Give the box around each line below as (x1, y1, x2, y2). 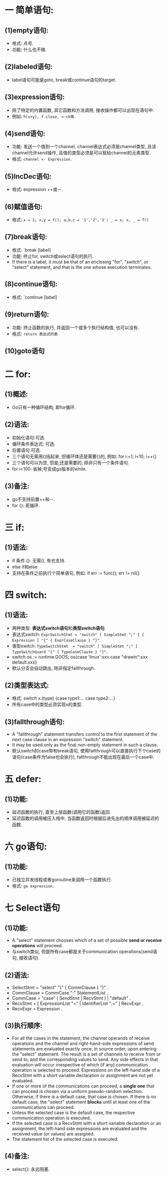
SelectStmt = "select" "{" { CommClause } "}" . (11, 984, 108, 990)
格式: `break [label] (11, 247, 51, 253)
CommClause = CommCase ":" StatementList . (11, 989, 108, 996)
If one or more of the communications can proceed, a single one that (11, 1083, 154, 1089)
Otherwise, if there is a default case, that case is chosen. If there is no (11, 1093, 156, 1099)
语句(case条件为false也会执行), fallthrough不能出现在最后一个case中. (11, 754, 154, 760)
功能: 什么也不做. (11, 47, 47, 53)
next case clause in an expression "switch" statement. (11, 737, 124, 743)
